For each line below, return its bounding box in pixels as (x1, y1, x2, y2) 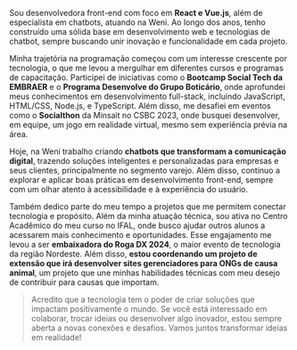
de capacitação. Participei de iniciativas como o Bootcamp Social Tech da (9, 72, 284, 83)
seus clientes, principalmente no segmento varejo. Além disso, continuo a (9, 165, 281, 175)
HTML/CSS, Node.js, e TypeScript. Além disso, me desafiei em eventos (9, 101, 271, 110)
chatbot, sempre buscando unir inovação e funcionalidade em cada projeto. (9, 36, 288, 46)
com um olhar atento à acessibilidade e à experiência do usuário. (9, 184, 249, 194)
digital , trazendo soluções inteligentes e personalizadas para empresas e (9, 156, 279, 166)
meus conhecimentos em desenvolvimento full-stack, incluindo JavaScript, (9, 91, 285, 102)
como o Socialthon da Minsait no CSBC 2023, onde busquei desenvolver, (9, 110, 281, 120)
